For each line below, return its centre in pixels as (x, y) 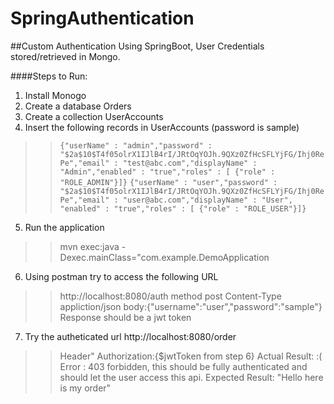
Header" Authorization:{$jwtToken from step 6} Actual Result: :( (191, 356)
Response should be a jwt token (125, 317)
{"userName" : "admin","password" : (136, 145)
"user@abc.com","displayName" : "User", (207, 200)
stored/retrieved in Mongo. (65, 56)
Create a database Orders (78, 106)
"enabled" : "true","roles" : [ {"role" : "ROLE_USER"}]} (183, 208)
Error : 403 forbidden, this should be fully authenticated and (183, 366)
